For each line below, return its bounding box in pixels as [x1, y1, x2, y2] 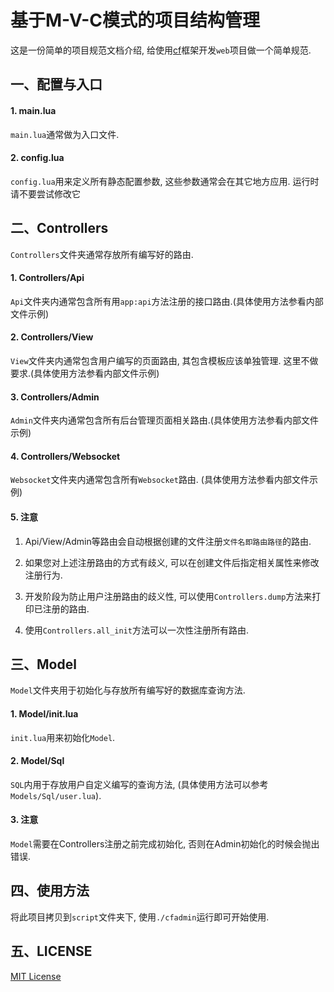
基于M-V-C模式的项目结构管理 [10, 9, 261, 32]
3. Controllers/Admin [10, 391, 100, 403]
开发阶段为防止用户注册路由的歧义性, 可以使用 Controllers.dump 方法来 [24, 590, 313, 602]
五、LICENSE [10, 943, 93, 960]
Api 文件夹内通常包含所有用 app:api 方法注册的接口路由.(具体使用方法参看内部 [10, 295, 324, 307]
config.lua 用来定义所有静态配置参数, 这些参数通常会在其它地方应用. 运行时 [10, 175, 320, 187]
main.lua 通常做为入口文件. [10, 128, 120, 140]
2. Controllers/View [10, 331, 94, 343]
